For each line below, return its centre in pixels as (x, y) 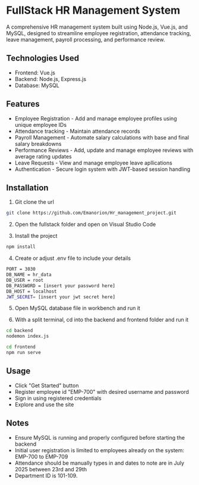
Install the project (36, 236)
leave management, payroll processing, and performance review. (86, 39)
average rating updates (43, 156)
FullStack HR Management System (93, 10)
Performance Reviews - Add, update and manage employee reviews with (104, 150)
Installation (27, 187)
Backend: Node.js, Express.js (50, 79)
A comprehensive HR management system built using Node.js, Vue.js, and (97, 27)
